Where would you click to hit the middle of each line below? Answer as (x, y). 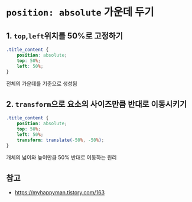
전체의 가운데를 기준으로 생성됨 (42, 84)
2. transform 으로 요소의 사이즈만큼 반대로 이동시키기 (97, 104)
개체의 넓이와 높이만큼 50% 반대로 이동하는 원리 (61, 158)
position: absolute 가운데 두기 (80, 12)
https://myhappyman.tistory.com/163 (60, 193)
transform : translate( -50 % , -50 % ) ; (61, 140)
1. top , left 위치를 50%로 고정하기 (64, 36)
